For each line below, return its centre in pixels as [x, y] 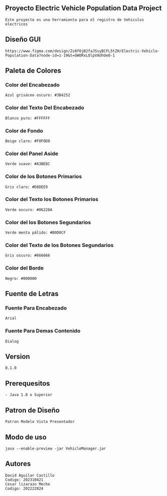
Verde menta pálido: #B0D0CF [35, 233]
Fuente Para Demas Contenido [43, 331]
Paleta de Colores [33, 71]
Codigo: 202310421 [24, 479]
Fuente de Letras [32, 294]
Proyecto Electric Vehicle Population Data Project [83, 8]
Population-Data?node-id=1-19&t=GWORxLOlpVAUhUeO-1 [60, 55]
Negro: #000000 [21, 278]
